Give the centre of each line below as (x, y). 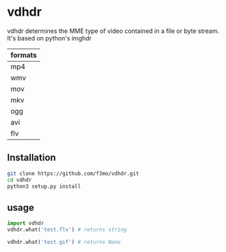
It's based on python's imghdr (50, 38)
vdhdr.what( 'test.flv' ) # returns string (67, 230)
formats (24, 55)
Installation (32, 158)
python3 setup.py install (44, 186)
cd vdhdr (20, 180)
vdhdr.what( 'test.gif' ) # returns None (64, 242)
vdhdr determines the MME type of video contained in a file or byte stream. (113, 31)
